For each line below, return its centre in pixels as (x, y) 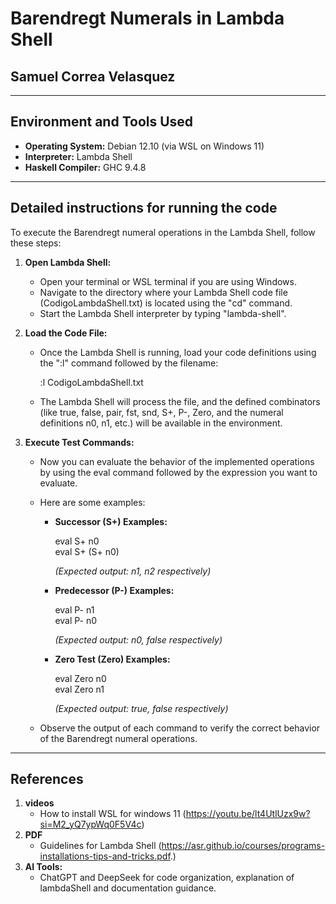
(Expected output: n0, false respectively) (138, 639)
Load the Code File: (66, 333)
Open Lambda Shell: (68, 262)
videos (39, 803)
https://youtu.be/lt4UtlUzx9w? (248, 814)
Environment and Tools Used (102, 122)
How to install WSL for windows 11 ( (113, 814)
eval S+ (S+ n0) (87, 551)
